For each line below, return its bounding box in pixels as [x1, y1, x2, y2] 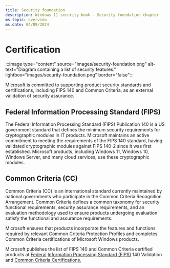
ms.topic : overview [5, 17, 47, 22]
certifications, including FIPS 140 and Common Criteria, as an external [5, 87, 153, 93]
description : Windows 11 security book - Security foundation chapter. [5, 12, 161, 17]
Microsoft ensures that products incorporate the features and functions [5, 225, 156, 231]
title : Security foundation [5, 7, 66, 13]
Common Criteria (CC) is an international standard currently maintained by [5, 188, 162, 194]
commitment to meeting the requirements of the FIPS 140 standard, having [5, 138, 163, 144]
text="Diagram [5, 66, 36, 72]
